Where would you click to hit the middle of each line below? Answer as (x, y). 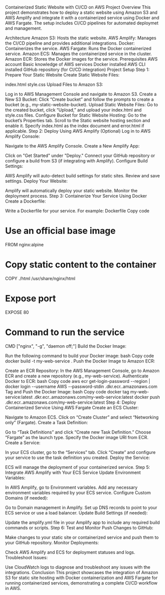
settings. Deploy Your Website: (37, 181)
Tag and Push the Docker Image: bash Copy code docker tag (67, 391)
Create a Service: (23, 443)
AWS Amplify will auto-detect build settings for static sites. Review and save (82, 176)
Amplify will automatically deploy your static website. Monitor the (71, 190)
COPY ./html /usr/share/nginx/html (40, 278)
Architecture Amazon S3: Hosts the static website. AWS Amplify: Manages (81, 38)
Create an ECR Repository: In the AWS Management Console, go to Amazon (82, 371)
